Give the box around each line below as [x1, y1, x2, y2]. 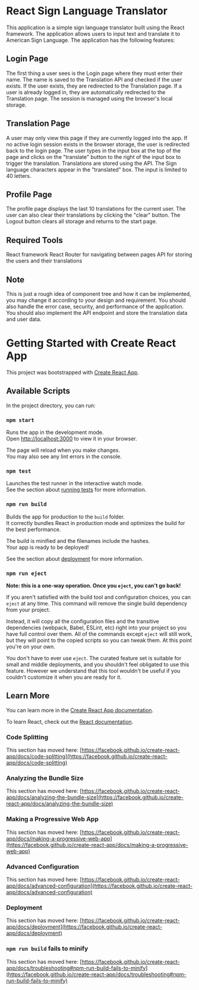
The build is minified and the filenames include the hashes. [6, 537, 150, 544]
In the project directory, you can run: [6, 402, 96, 409]
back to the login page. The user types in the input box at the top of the [6, 147, 181, 154]
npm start [6, 417, 34, 423]
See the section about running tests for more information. [6, 486, 147, 494]
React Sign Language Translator [6, 4, 168, 18]
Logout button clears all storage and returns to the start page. [6, 218, 157, 225]
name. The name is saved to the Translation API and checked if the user [6, 76, 182, 83]
